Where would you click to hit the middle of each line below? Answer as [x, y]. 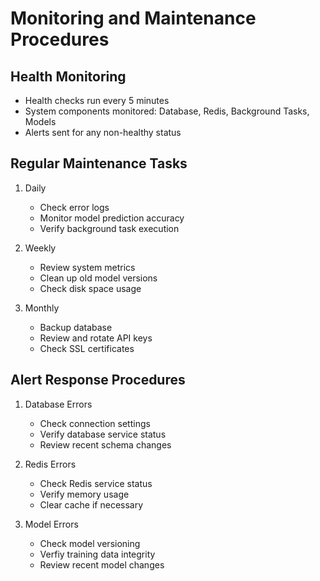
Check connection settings [95, 423]
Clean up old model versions [98, 278]
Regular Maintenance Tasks [99, 163]
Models [40, 121]
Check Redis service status [96, 483]
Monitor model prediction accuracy [112, 218]
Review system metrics [87, 267]
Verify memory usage [84, 494]
